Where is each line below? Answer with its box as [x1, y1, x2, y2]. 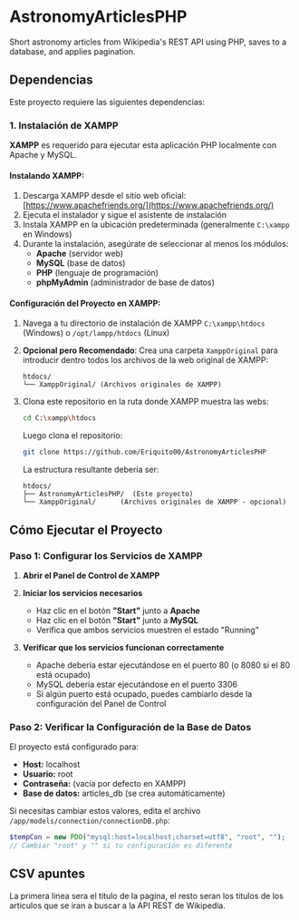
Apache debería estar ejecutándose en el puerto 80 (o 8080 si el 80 [35, 660, 291, 670]
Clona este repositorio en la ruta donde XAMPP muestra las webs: [22, 396, 269, 407]
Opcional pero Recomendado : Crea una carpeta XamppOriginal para [22, 345, 278, 356]
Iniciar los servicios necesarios [22, 587, 143, 598]
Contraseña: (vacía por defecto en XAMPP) [22, 778, 187, 789]
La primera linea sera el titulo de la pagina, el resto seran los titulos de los [9, 890, 284, 901]
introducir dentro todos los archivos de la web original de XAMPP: [22, 355, 269, 366]
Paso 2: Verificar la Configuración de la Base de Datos [9, 720, 252, 733]
